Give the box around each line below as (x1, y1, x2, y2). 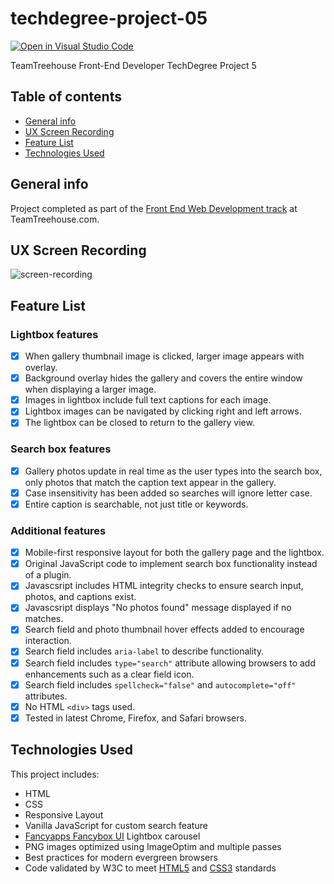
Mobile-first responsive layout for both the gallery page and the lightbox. (24, 547, 325, 559)
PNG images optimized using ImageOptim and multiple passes (24, 840, 282, 852)
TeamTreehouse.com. (10, 213, 100, 225)
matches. (24, 613, 64, 625)
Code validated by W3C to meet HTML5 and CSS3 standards (24, 862, 277, 874)
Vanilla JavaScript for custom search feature (24, 819, 208, 831)
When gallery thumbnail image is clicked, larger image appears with (24, 350, 305, 362)
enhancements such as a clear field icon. (24, 668, 195, 680)
